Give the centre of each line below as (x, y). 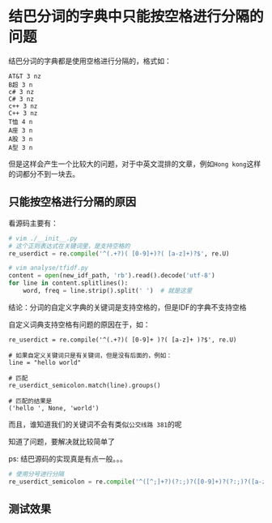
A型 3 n (21, 148)
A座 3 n (21, 131)
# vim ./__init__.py (43, 238)
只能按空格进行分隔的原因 (72, 202)
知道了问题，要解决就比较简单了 (62, 441)
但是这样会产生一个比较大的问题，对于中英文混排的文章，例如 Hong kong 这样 (135, 164)
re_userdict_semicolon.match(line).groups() (85, 385)
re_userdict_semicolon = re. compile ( (72, 482)
